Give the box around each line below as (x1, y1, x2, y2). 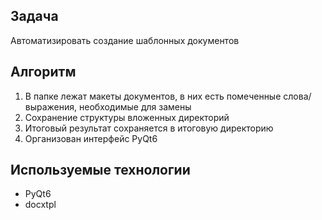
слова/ (283, 90, 312, 102)
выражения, (24, 100, 78, 113)
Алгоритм (10, 64, 77, 81)
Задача (10, 8, 59, 25)
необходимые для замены (79, 100, 192, 113)
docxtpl (24, 199, 57, 211)
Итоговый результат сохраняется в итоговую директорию (24, 122, 274, 134)
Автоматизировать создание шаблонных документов (10, 34, 240, 46)
